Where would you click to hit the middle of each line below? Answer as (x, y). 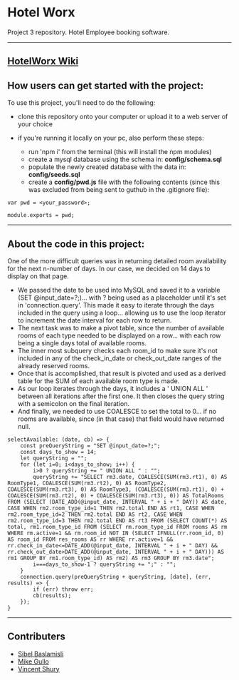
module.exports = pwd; (41, 215)
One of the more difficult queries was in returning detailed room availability (117, 260)
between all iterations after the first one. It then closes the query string (121, 396)
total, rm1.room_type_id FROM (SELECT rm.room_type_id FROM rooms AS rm (117, 527)
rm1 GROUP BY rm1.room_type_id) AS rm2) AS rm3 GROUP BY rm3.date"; (111, 558)
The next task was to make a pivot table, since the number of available (121, 328)
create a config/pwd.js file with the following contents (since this (124, 182)
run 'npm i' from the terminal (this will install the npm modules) (120, 152)
